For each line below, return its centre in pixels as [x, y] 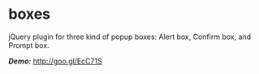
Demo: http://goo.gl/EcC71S [56, 61]
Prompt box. [29, 45]
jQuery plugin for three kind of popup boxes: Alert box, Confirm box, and [130, 37]
